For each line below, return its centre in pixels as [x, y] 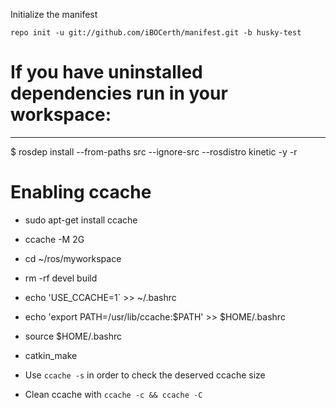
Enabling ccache [81, 192]
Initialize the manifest [54, 14]
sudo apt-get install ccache [81, 220]
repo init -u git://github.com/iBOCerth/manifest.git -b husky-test [156, 33]
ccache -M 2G [54, 239]
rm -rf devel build [61, 278]
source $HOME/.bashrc [73, 336]
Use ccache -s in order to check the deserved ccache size [145, 375]
